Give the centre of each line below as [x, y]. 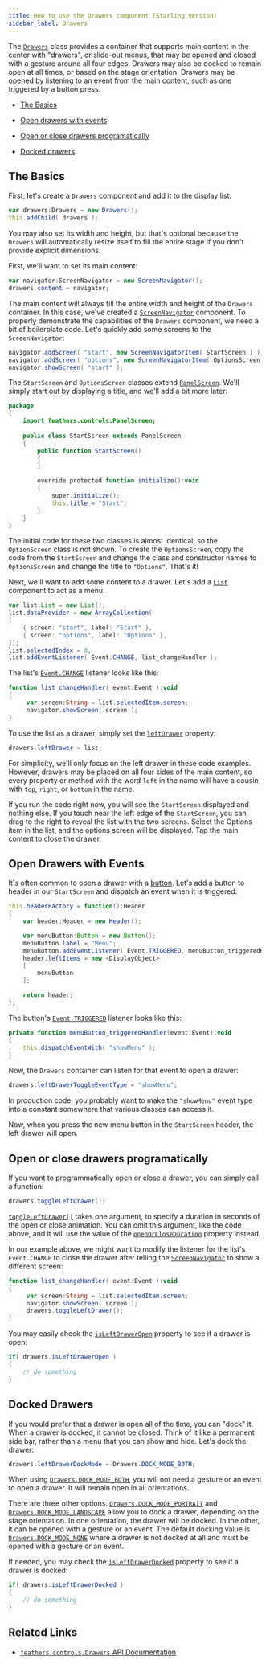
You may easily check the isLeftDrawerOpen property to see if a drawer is [129, 1334]
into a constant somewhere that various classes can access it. [111, 1109]
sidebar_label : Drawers [48, 23]
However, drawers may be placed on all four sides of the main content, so [131, 772]
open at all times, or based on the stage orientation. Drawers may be [122, 72]
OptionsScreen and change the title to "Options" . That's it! [104, 567]
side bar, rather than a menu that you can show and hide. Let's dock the [127, 1441]
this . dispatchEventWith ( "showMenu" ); [90, 1047]
